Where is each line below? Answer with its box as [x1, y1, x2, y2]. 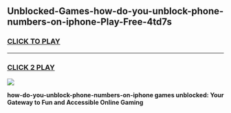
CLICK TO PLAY [7, 37, 60, 47]
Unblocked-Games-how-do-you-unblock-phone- [7, 5, 224, 17]
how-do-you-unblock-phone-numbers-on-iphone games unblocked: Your [7, 90, 224, 99]
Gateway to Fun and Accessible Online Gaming [7, 98, 144, 106]
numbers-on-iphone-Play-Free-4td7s [7, 16, 172, 28]
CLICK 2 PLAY [7, 62, 55, 72]
